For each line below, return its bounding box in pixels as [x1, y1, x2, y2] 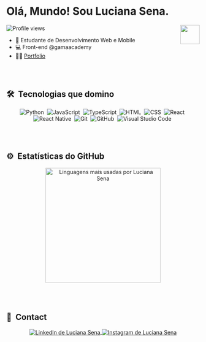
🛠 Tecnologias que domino [6, 89, 115, 99]
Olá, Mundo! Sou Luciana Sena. [6, 4, 169, 18]
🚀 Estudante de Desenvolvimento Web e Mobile [15, 36, 135, 44]
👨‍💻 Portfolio [15, 52, 46, 59]
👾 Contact [6, 311, 47, 322]
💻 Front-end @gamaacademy [15, 43, 92, 50]
